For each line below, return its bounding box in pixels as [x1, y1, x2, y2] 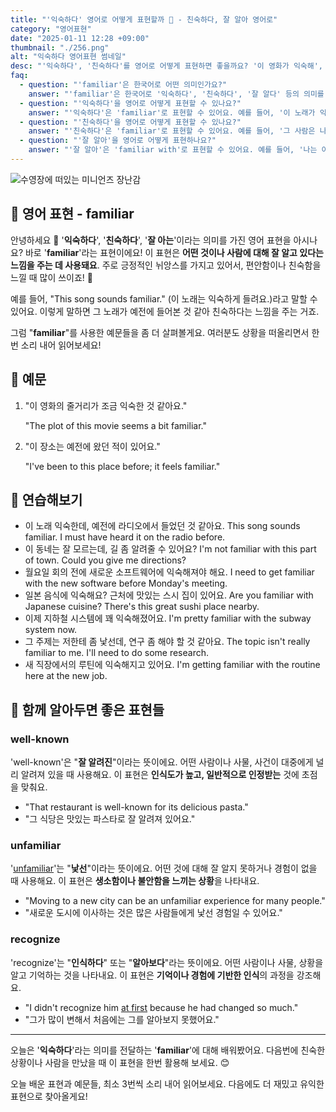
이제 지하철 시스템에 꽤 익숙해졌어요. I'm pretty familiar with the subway [24, 612, 312, 625]
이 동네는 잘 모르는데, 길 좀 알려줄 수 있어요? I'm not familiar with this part [24, 543, 317, 555]
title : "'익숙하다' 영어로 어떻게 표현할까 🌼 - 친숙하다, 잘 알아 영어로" [10, 14, 278, 25]
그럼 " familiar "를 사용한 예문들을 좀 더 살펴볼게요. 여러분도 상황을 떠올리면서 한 [10, 326, 320, 338]
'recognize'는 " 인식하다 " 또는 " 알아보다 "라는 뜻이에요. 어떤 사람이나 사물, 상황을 [10, 956, 324, 968]
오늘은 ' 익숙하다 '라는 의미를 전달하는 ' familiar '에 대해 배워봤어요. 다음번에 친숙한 [10, 1044, 326, 1056]
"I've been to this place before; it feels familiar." [24, 460, 221, 472]
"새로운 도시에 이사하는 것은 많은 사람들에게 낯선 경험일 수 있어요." [24, 907, 283, 919]
